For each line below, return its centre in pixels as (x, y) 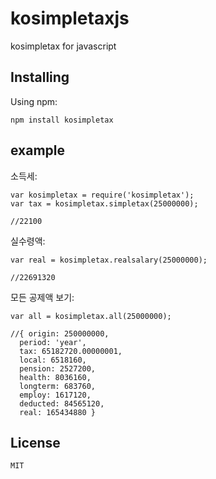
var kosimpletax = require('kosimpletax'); (102, 195)
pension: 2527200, (58, 368)
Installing (40, 77)
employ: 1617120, (55, 395)
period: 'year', (53, 342)
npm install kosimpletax (62, 120)
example (38, 150)
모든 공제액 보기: (42, 297)
